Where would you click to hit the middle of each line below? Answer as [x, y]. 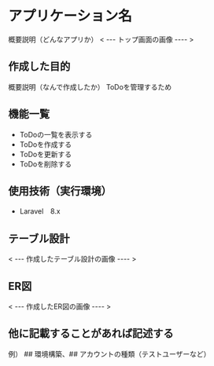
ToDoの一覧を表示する [56, 134]
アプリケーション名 [70, 16]
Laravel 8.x [40, 211]
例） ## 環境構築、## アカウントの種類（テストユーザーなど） [109, 353]
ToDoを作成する [46, 144]
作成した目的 [39, 66]
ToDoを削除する [46, 164]
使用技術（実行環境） [60, 190]
